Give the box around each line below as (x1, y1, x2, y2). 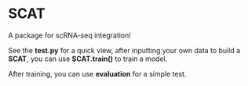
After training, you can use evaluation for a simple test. (8, 69, 187, 78)
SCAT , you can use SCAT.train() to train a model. (8, 54, 168, 63)
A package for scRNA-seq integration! (8, 30, 132, 40)
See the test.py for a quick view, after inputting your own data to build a (8, 45, 241, 55)
